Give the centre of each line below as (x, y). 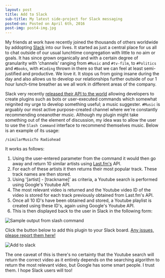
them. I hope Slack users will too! (39, 271)
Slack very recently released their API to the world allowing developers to (80, 94)
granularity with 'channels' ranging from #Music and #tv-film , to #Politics (81, 63)
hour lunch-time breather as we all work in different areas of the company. (81, 84)
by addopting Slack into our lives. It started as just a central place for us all (81, 47)
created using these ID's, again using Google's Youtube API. (73, 206)
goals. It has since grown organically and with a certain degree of (72, 58)
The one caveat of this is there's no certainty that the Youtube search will (80, 255)
